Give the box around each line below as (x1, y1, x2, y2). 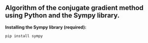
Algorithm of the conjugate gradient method (5, 4, 144, 12)
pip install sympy (5, 33, 43, 38)
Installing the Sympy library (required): (5, 24, 87, 30)
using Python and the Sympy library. (5, 12, 120, 20)
